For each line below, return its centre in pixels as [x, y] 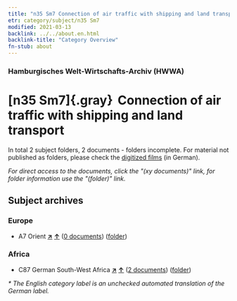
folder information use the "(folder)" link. [67, 178]
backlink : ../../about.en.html [54, 33]
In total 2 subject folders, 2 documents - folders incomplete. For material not [118, 149]
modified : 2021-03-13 [40, 27]
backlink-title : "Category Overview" [63, 40]
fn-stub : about [30, 47]
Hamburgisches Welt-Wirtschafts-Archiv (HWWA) [96, 71]
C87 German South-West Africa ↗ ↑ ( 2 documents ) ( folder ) [105, 269]
